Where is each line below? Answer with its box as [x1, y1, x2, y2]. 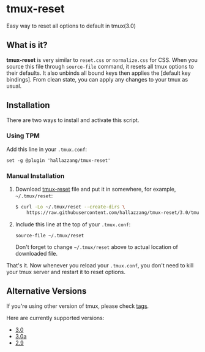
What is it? [6, 40, 48, 50]
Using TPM [6, 131, 40, 140]
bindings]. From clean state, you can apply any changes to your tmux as [6, 75, 188, 83]
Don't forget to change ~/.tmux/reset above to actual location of [15, 243, 179, 250]
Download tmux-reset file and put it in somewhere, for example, [15, 186, 176, 193]
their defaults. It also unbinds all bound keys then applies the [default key [6, 69, 191, 77]
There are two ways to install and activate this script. [6, 116, 140, 124]
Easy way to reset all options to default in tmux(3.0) [6, 22, 136, 29]
